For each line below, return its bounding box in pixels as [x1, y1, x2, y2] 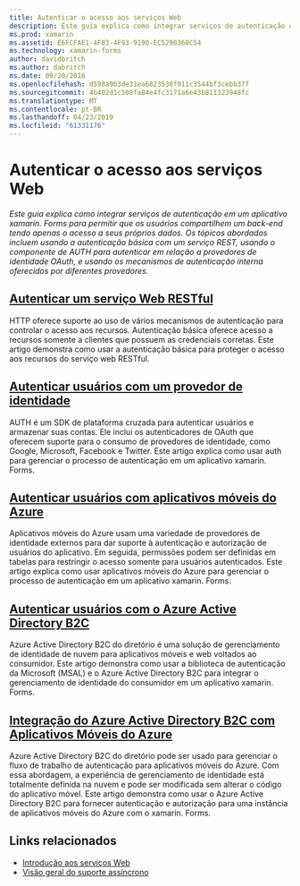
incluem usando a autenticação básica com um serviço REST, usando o [9, 236, 275, 247]
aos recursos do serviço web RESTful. [9, 353, 150, 363]
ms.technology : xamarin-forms [9, 47, 122, 55]
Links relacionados [9, 833, 118, 848]
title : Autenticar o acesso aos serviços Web [9, 13, 181, 22]
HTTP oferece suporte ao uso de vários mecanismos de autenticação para [9, 315, 284, 326]
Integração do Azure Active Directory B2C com [9, 712, 275, 728]
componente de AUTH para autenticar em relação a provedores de [9, 246, 257, 257]
